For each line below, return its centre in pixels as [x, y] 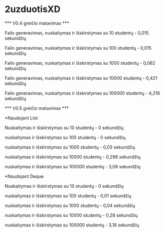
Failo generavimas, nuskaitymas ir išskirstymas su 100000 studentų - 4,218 [82, 93]
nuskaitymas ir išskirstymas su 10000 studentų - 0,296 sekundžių [73, 157]
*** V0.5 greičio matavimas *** [37, 108]
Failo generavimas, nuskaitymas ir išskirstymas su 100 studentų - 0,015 [78, 48]
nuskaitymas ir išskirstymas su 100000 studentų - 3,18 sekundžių [72, 225]
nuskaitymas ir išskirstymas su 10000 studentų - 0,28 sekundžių [71, 215]
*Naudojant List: [22, 118]
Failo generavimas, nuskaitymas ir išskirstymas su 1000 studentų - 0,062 [80, 63]
